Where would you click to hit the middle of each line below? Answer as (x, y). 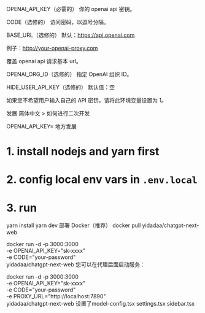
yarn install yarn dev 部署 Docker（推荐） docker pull (74, 225)
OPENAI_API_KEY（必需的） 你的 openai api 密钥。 (71, 9)
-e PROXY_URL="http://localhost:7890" (56, 296)
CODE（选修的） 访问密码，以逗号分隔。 (58, 22)
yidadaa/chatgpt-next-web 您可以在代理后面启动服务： (76, 265)
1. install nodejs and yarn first (83, 152)
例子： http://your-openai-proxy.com (52, 48)
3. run (21, 208)
